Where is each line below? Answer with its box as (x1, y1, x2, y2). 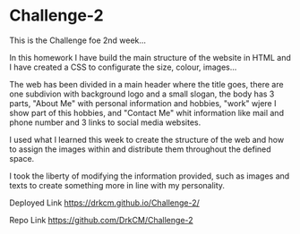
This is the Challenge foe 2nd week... (9, 35, 146, 46)
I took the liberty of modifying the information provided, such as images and (9, 171, 290, 181)
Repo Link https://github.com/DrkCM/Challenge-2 (9, 214, 194, 225)
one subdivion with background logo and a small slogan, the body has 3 (9, 88, 275, 99)
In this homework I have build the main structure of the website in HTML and (9, 52, 291, 63)
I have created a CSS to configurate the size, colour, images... (9, 62, 237, 72)
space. (9, 153, 35, 163)
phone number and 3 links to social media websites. (9, 117, 201, 128)
